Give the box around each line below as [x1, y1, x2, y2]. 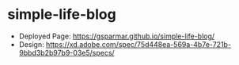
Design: [18, 39, 44, 49]
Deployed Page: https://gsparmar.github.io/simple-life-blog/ [18, 31, 215, 41]
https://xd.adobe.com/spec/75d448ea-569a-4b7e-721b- [45, 39, 231, 49]
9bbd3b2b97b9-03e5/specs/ [18, 48, 116, 57]
